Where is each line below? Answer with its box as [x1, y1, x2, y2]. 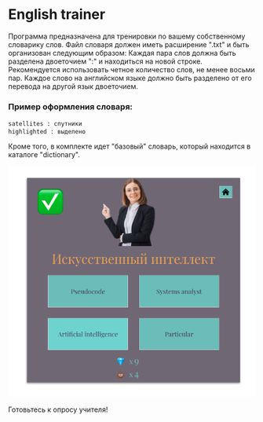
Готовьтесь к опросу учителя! [8, 405, 108, 414]
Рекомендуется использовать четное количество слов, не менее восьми [8, 64, 255, 74]
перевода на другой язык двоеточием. [8, 81, 139, 91]
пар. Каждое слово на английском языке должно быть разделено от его [8, 73, 253, 83]
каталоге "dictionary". [8, 150, 80, 160]
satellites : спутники [8, 120, 82, 128]
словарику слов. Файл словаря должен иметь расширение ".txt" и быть [8, 39, 250, 49]
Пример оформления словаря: [8, 101, 133, 112]
